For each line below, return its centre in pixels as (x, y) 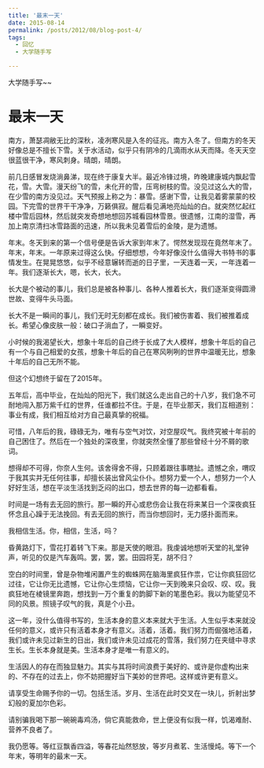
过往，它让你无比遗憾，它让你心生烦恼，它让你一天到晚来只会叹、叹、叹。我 (132, 584)
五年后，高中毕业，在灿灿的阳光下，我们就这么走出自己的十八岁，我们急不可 (132, 395)
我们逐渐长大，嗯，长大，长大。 (73, 271)
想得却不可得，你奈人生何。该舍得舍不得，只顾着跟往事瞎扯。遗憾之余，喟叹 (132, 467)
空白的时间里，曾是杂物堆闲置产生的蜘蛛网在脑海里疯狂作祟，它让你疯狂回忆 (132, 574)
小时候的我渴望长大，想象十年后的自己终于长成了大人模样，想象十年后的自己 (132, 342)
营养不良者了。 (32, 729)
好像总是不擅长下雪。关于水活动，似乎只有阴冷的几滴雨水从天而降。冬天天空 (132, 150)
